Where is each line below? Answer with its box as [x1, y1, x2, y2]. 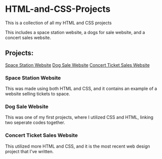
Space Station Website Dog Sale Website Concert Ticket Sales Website [5, 62, 150, 68]
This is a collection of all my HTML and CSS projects [5, 20, 112, 26]
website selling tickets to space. [5, 91, 70, 97]
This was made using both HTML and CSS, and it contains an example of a [5, 85, 157, 92]
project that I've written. [5, 148, 54, 154]
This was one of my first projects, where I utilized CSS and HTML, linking [5, 115, 154, 120]
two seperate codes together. [5, 119, 65, 125]
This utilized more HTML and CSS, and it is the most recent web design [5, 143, 150, 149]
